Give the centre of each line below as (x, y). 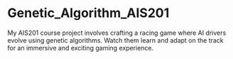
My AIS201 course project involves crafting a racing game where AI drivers (117, 33)
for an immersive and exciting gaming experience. (81, 48)
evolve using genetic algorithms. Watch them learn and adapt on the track (115, 40)
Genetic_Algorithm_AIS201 (88, 13)
